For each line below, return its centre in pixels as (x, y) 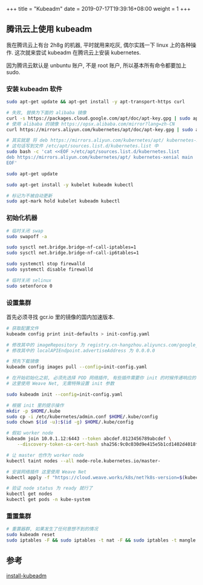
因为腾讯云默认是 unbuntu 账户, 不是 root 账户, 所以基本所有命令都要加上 (96, 65)
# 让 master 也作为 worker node (45, 455)
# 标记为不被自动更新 (29, 196)
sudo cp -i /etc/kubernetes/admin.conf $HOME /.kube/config (82, 416)
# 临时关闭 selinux (29, 280)
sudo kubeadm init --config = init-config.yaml (64, 394)
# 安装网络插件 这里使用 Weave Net (46, 472)
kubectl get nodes (29, 494)
